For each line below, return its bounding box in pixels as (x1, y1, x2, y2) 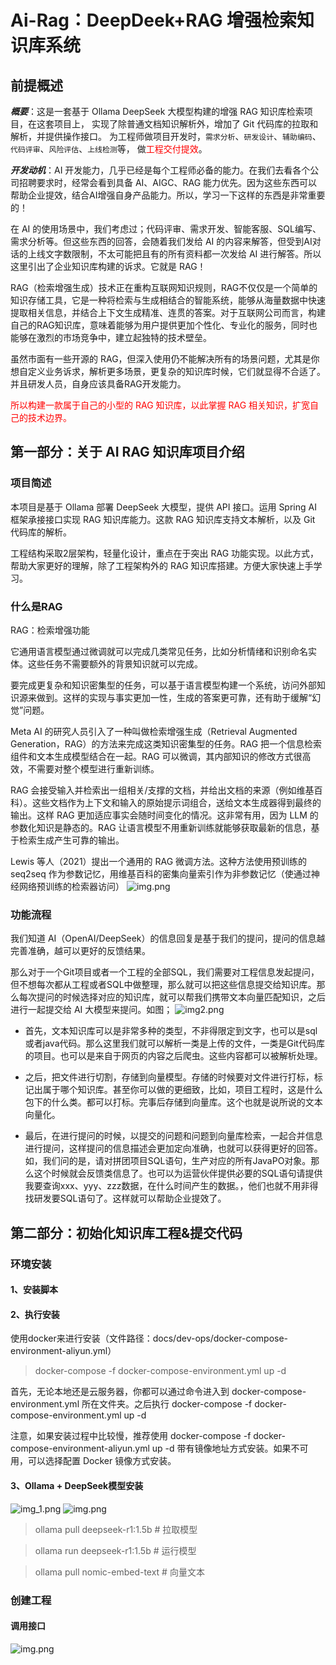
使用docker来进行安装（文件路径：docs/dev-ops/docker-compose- (10, 1332, 289, 1345)
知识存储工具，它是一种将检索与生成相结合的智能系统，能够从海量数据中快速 (10, 294, 326, 306)
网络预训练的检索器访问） (18, 880, 125, 892)
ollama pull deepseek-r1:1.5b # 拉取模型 (34, 1523, 198, 1535)
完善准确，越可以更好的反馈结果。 (10, 945, 151, 957)
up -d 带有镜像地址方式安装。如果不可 (151, 1442, 309, 1455)
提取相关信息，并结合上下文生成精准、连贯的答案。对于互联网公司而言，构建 (10, 307, 326, 318)
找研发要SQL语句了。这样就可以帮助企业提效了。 (24, 1192, 227, 1205)
